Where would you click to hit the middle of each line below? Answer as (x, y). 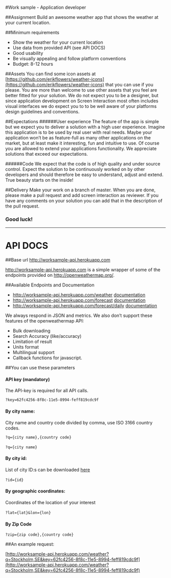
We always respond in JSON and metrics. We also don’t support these (79, 315)
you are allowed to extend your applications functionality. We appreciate (81, 149)
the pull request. (22, 206)
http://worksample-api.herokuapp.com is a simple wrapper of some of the (83, 270)
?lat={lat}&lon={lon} (28, 513)
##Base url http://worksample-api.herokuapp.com (58, 260)
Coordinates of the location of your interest (50, 503)
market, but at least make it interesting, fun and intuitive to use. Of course (82, 143)
